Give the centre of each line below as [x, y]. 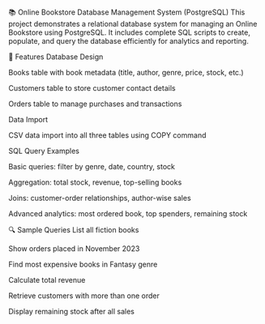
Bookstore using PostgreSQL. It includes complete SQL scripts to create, [130, 32]
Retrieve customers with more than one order [84, 296]
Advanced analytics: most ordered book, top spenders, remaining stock [128, 213]
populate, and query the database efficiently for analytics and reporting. [128, 41]
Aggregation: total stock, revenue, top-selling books [95, 182]
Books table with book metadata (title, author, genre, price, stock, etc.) [126, 72]
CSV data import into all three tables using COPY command [107, 135]
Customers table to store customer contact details [92, 88]
